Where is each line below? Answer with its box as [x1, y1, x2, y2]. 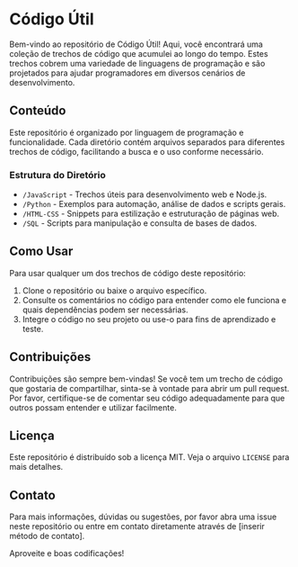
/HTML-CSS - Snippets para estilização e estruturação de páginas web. [22, 208, 280, 220]
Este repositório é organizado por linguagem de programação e [9, 127, 244, 138]
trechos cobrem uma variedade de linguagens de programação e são [9, 58, 266, 68]
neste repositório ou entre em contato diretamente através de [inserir [9, 521, 265, 532]
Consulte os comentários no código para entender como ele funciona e [22, 294, 287, 305]
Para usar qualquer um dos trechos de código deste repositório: [9, 267, 247, 278]
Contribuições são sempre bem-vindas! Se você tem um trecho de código [9, 373, 284, 384]
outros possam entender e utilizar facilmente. [9, 401, 177, 413]
